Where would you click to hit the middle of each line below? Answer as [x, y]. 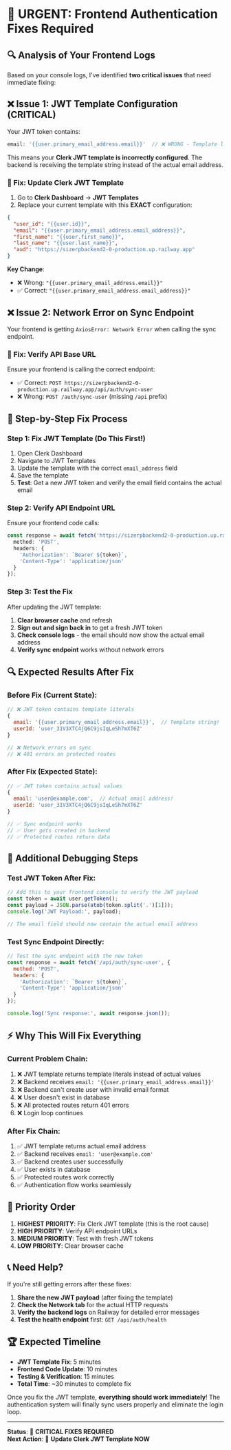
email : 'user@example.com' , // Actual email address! [93, 799]
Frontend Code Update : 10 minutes [67, 1369]
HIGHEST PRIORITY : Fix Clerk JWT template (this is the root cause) [113, 1224]
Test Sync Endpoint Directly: [56, 941]
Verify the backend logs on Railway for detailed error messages [108, 1312]
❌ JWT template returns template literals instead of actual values [109, 1074]
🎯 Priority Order [41, 1207]
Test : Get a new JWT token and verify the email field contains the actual [119, 482]
